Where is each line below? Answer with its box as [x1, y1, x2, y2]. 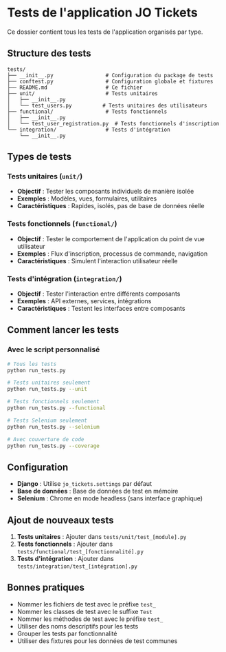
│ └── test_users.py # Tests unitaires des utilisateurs [7, 102, 207, 109]
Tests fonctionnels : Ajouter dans [16, 540, 113, 549]
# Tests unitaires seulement [7, 379, 91, 387]
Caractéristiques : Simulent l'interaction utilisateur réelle [16, 256, 178, 265]
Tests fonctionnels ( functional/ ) [7, 219, 117, 229]
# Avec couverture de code [7, 436, 84, 442]
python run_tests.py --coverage [7, 442, 100, 449]
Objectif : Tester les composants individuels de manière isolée [16, 187, 194, 196]
